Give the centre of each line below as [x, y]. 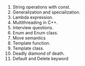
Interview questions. [33, 28]
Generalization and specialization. [46, 12]
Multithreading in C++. [35, 22]
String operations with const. [42, 7]
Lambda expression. [33, 17]
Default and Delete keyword [40, 58]
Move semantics [29, 38]
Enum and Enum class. [35, 33]
